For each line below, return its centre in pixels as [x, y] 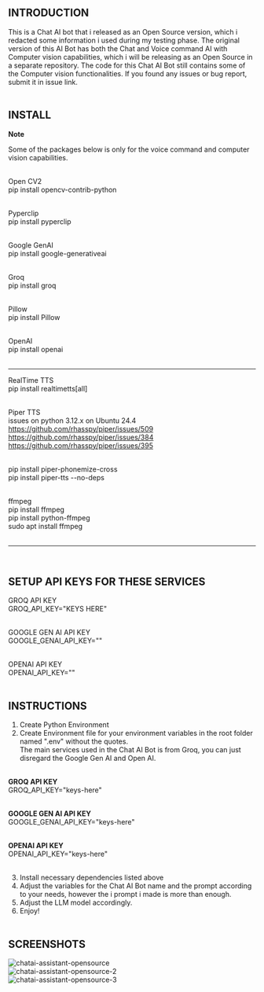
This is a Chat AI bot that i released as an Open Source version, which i [123, 31]
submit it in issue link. [43, 82]
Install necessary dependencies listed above [92, 878]
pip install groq [32, 285]
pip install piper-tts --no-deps [56, 477]
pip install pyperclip [40, 221]
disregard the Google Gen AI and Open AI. [88, 759]
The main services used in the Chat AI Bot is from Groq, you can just [130, 750]
